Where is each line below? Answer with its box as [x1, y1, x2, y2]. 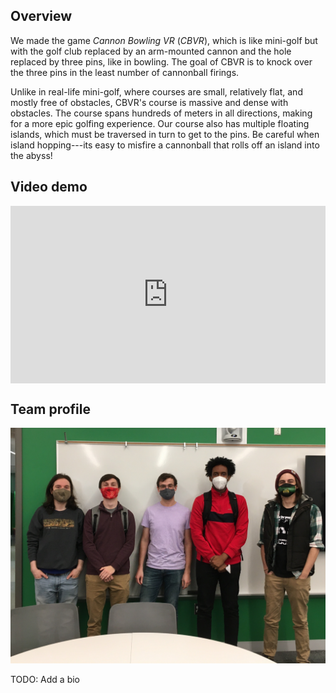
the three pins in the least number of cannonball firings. [10, 66, 240, 78]
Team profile [10, 400, 91, 418]
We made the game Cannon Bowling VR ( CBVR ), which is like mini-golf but [10, 34, 318, 46]
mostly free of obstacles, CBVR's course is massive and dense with [10, 96, 289, 108]
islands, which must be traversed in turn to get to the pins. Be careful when [10, 128, 320, 140]
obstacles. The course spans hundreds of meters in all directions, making [10, 107, 313, 119]
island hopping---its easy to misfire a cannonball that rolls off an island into [10, 139, 320, 151]
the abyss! [10, 149, 53, 161]
